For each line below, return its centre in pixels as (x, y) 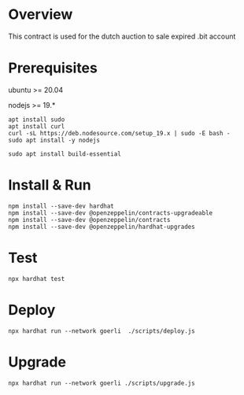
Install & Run (50, 185)
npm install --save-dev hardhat (61, 206)
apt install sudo (37, 120)
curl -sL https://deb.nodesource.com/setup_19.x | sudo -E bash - (119, 133)
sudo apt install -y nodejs (54, 140)
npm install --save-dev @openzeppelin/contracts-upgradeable (111, 213)
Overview (41, 15)
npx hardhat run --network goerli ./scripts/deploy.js (102, 331)
